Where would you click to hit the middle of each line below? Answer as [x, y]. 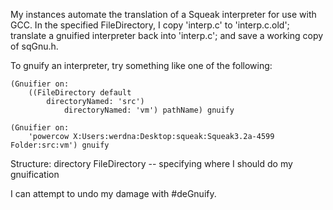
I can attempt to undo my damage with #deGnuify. [113, 193]
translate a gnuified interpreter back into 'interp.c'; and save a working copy [167, 35]
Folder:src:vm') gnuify [60, 145]
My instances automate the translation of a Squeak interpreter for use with [163, 14]
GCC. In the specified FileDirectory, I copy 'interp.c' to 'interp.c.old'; [150, 25]
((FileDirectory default [80, 93]
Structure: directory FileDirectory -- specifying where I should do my [151, 163]
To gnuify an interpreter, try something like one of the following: [141, 65]
